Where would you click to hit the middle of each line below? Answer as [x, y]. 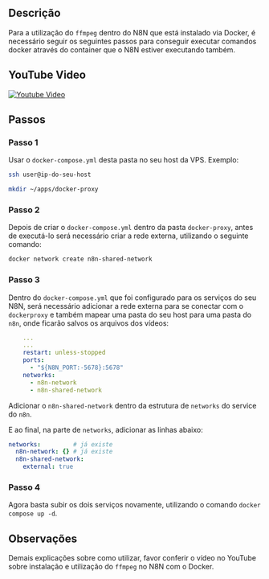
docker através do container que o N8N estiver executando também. [122, 49]
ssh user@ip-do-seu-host [50, 175]
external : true [48, 467]
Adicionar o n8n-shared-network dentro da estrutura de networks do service [132, 405]
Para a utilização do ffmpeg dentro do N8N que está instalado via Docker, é [132, 32]
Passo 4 [24, 487]
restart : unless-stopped [64, 353]
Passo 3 [24, 280]
